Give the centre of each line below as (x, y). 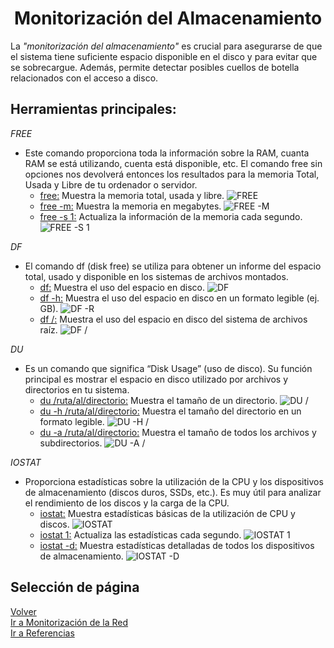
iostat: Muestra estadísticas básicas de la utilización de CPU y (167, 513)
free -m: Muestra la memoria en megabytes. (130, 206)
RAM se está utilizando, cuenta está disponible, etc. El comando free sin (173, 163)
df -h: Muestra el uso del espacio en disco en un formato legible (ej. (179, 298)
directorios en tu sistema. (77, 389)
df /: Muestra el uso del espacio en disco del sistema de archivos (173, 319)
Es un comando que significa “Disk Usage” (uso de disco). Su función (168, 368)
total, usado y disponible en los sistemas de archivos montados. (156, 276)
